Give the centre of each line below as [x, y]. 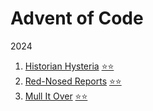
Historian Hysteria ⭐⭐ [69, 66]
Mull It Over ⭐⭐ [56, 96]
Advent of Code [77, 18]
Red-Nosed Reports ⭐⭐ [73, 81]
